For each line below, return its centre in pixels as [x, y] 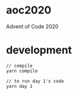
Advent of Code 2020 [32, 26]
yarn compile [22, 71]
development [39, 50]
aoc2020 [29, 10]
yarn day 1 [19, 86]
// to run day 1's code [35, 81]
